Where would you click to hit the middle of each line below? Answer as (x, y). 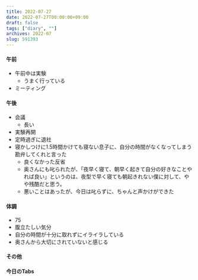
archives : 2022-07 (29, 34)
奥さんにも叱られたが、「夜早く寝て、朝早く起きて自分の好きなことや (108, 169)
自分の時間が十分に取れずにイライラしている (69, 234)
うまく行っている (44, 81)
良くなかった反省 (44, 162)
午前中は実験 (30, 73)
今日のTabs (20, 271)
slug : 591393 (22, 39)
